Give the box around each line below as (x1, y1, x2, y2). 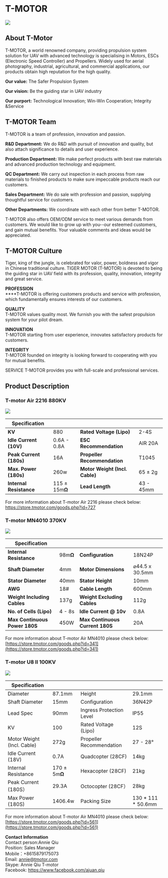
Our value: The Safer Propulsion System (5, 78, 88, 84)
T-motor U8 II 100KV (5, 658, 56, 666)
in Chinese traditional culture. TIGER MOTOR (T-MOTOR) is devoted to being (5, 265, 162, 271)
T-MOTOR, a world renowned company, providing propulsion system (5, 47, 146, 53)
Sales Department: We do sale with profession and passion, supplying (5, 191, 151, 197)
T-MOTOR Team (5, 118, 56, 126)
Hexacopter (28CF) (80, 767, 126, 774)
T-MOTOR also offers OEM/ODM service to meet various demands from (5, 216, 153, 222)
